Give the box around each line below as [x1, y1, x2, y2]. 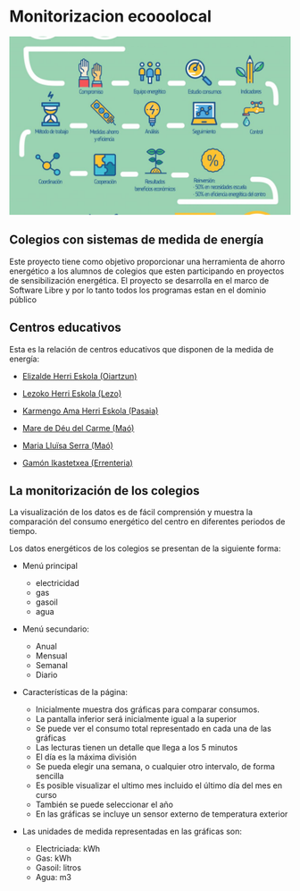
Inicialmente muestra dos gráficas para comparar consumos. [35, 704, 261, 715]
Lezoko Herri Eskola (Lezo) [21, 387, 122, 399]
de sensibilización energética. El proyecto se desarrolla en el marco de [9, 275, 270, 285]
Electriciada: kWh [35, 844, 101, 854]
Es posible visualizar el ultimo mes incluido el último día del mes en [35, 780, 283, 791]
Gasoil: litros [35, 862, 82, 873]
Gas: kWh [35, 853, 72, 864]
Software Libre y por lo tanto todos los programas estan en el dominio [9, 284, 266, 295]
